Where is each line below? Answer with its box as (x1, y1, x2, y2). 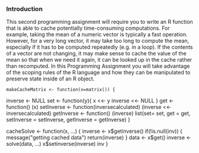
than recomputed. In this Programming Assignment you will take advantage (6, 63, 190, 70)
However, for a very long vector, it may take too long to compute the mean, (6, 38, 189, 45)
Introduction (6, 5, 43, 13)
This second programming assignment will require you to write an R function (6, 18, 193, 26)
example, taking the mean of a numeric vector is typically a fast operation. (6, 31, 188, 38)
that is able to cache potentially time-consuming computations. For (6, 24, 170, 32)
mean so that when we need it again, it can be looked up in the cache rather (6, 56, 192, 64)
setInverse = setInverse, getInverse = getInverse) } (6, 116, 131, 123)
